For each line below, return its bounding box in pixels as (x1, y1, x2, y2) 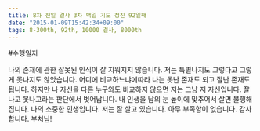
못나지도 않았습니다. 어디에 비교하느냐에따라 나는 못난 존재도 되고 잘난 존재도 (16, 75, 251, 85)
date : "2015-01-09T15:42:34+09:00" (8, 19, 125, 27)
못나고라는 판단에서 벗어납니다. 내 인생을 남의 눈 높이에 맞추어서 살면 (22, 95, 232, 104)
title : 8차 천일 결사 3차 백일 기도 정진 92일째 (8, 11, 147, 20)
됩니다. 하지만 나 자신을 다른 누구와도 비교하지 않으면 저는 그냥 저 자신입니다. (8, 85, 242, 94)
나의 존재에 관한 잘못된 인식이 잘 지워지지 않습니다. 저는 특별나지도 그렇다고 (8, 65, 238, 75)
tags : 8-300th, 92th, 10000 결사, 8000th (8, 26, 143, 34)
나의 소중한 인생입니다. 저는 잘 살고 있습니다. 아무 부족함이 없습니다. (31, 104, 237, 114)
